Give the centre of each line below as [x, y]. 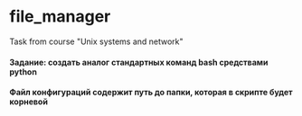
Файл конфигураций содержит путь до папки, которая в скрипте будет [151, 93]
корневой [28, 102]
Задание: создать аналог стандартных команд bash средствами [139, 62]
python [24, 71]
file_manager [60, 17]
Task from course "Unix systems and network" [96, 41]
